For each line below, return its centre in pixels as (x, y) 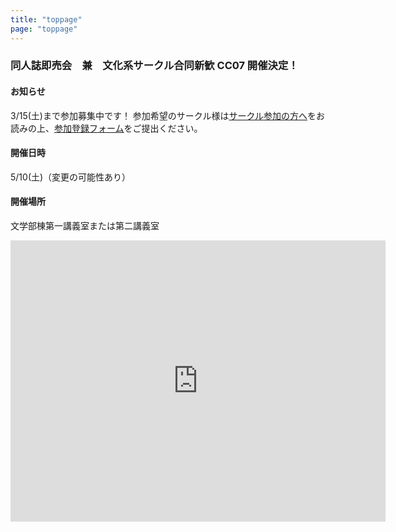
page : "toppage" (44, 29)
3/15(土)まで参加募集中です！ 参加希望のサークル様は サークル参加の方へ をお (168, 115)
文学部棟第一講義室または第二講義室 (85, 226)
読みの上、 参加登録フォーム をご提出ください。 (106, 128)
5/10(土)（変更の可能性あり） (71, 177)
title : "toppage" (46, 19)
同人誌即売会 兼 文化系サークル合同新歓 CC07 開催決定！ (154, 66)
